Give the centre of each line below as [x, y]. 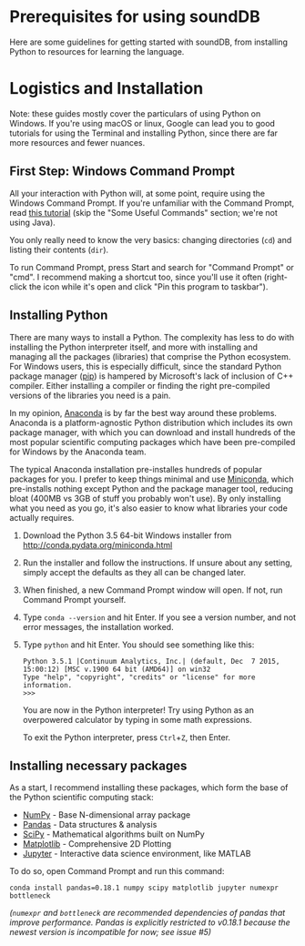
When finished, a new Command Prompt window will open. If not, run [152, 590]
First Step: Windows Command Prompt [122, 172]
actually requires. [42, 517]
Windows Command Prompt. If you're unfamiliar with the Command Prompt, [152, 203]
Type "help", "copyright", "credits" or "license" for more [139, 677]
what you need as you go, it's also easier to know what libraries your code [149, 508]
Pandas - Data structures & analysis [90, 825]
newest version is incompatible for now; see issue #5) [111, 932]
